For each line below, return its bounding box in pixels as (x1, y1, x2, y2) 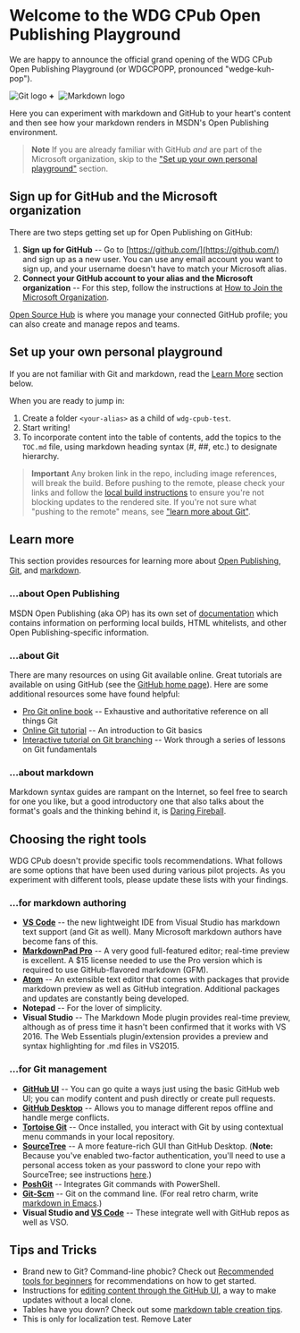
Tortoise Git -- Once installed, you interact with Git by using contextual (21, 1121, 284, 1132)
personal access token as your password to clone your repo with (21, 1159, 261, 1170)
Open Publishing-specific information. (9, 627, 149, 637)
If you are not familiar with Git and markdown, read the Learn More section (9, 368, 284, 379)
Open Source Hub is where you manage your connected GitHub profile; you (9, 309, 288, 320)
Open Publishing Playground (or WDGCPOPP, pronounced (9, 64, 223, 74)
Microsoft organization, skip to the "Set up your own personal (30, 153, 258, 164)
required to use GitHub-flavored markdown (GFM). (21, 964, 209, 976)
